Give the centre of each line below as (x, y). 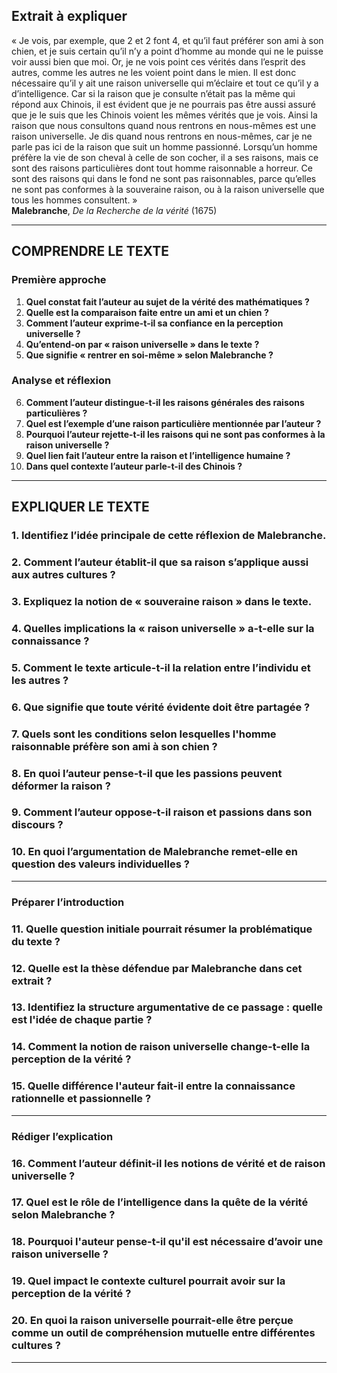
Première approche (59, 280)
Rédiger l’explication (62, 1136)
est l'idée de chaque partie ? (82, 1020)
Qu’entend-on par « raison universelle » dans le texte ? (142, 344)
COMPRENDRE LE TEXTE (90, 251)
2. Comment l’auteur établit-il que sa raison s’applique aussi (160, 562)
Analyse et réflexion (61, 381)
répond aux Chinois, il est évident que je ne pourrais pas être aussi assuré (163, 104)
